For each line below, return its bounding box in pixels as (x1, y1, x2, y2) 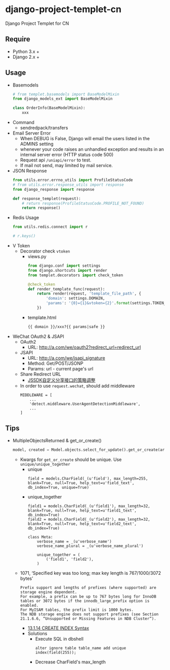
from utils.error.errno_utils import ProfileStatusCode (12, 178, 133, 183)
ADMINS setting (20, 141, 54, 147)
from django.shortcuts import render (27, 268, 107, 273)
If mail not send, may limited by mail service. (20, 162, 113, 169)
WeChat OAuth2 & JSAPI (12, 333, 64, 340)
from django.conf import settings (27, 263, 101, 269)
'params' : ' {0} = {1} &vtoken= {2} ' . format (46, 301, 130, 306)
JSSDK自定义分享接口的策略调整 (27, 377, 96, 383)
